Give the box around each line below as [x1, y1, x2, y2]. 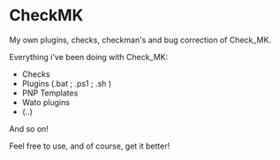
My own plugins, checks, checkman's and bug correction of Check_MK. [9, 34, 272, 45]
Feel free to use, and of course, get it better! [9, 141, 170, 151]
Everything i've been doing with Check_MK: [9, 51, 169, 62]
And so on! [9, 123, 49, 133]
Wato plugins [21, 96, 71, 107]
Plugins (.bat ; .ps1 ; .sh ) [21, 78, 112, 88]
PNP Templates [21, 88, 79, 98]
